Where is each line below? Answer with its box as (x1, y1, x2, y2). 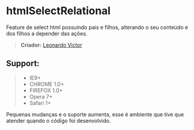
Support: (6, 58, 40, 69)
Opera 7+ (29, 93, 53, 100)
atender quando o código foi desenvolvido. (6, 117, 111, 124)
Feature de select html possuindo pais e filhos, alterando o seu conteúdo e (6, 24, 188, 31)
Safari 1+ (29, 99, 51, 106)
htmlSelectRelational (6, 4, 111, 18)
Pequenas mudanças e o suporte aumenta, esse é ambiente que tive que (6, 110, 185, 118)
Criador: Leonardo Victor (20, 41, 83, 48)
